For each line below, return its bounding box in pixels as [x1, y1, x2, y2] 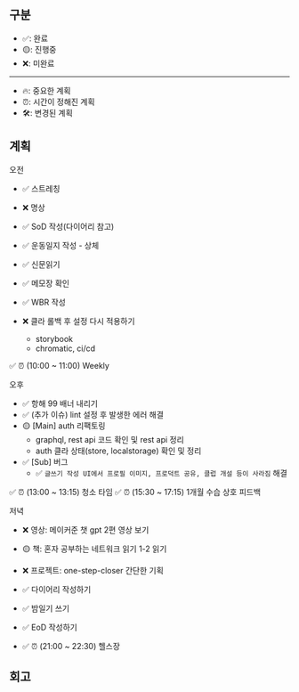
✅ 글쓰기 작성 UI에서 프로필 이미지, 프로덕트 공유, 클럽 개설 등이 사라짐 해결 [35, 468, 287, 478]
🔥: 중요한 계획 [21, 85, 71, 95]
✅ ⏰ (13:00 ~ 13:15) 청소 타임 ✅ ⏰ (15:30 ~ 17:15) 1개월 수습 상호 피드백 [9, 486, 261, 497]
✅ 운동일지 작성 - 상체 [21, 240, 100, 250]
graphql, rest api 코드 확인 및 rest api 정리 [35, 434, 184, 444]
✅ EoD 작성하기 [21, 622, 77, 632]
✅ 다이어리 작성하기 [21, 583, 92, 594]
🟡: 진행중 [21, 44, 57, 54]
